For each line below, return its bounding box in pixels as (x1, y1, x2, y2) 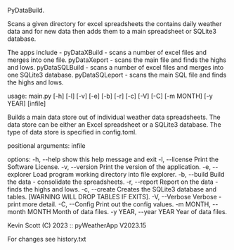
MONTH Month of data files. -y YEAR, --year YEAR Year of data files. (27, 208, 227, 215)
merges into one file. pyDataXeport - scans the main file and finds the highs (7, 56, 227, 64)
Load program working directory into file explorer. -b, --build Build (32, 170, 225, 178)
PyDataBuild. (7, 6, 45, 14)
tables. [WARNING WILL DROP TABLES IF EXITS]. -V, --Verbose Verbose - (7, 193, 222, 201)
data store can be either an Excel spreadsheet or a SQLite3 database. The (7, 120, 221, 129)
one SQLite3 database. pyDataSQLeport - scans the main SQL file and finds (7, 70, 227, 79)
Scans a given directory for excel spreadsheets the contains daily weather (7, 20, 223, 27)
